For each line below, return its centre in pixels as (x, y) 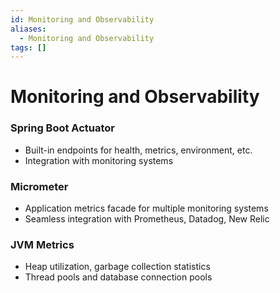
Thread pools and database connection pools (118, 277)
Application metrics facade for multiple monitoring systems (146, 208)
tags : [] (28, 47)
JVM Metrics (42, 244)
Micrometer (39, 186)
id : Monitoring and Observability (82, 19)
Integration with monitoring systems (99, 160)
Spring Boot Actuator (63, 128)
